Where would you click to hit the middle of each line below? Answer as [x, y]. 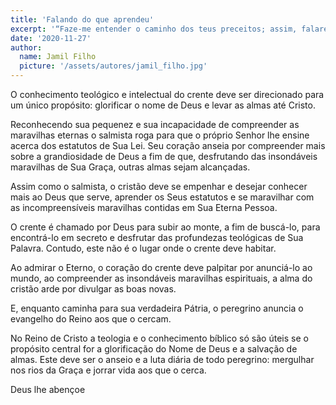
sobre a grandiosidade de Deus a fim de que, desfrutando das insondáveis [164, 156]
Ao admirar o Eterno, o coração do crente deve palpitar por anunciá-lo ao [161, 267]
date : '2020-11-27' [51, 38]
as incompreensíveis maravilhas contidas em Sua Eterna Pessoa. [144, 207]
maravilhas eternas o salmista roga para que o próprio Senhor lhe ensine [160, 135]
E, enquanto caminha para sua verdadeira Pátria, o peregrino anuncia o [157, 308]
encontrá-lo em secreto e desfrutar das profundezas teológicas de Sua [157, 237]
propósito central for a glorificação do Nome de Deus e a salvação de [154, 349]
